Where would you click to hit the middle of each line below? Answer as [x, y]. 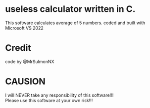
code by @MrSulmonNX [30, 61]
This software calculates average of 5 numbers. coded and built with [75, 23]
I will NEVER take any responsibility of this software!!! [59, 95]
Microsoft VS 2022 [24, 28]
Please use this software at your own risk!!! [49, 100]
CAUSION [25, 82]
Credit [18, 48]
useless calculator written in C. [70, 9]
